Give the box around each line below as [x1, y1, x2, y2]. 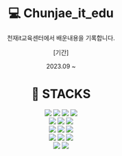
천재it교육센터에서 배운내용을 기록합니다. [7, 34, 115, 42]
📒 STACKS [31, 87, 91, 102]
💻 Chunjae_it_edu [8, 5, 114, 21]
